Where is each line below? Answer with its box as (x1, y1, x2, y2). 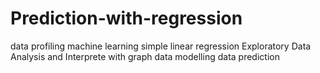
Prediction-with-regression (10, 7, 243, 30)
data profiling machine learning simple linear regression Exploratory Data (10, 40, 312, 52)
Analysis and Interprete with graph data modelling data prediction (10, 50, 280, 62)
